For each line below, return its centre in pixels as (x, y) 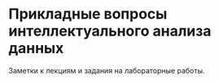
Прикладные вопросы (88, 14)
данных (36, 48)
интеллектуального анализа (110, 31)
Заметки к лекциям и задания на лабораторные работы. (107, 70)
